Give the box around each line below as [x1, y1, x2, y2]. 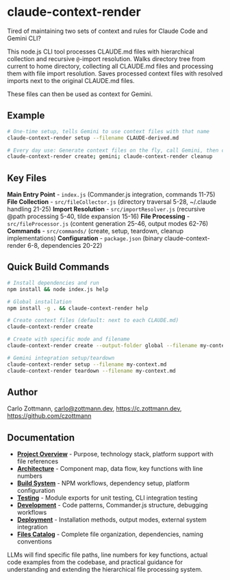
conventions [16, 537, 53, 546]
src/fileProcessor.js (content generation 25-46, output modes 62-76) [7, 220, 209, 228]
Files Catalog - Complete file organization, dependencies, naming [16, 530, 204, 539]
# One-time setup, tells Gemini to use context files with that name [7, 128, 210, 135]
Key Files [7, 172, 47, 184]
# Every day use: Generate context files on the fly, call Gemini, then [7, 147, 219, 154]
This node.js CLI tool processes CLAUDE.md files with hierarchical [7, 47, 194, 56]
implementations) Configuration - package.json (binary [7, 234, 163, 242]
